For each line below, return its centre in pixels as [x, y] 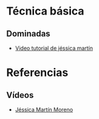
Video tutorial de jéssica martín [54, 48]
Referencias [37, 73]
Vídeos [20, 95]
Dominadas [28, 34]
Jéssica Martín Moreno [44, 110]
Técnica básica [45, 11]
